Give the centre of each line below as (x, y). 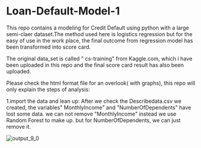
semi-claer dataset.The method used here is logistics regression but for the (100, 34)
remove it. (19, 126)
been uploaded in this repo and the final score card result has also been (95, 65)
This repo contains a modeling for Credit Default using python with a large (97, 28)
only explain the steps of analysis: (48, 89)
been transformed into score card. (49, 47)
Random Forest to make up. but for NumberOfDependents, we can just (94, 120)
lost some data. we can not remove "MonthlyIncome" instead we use (91, 114)
